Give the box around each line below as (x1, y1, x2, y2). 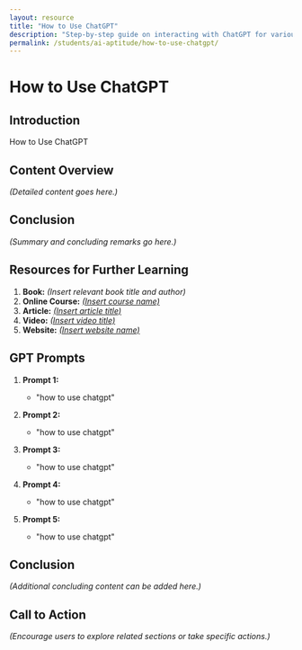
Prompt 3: (22, 444, 61, 455)
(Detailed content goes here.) (9, 186, 119, 198)
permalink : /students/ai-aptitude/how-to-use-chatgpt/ (9, 38, 219, 48)
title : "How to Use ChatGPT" (9, 22, 119, 31)
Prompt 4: (22, 478, 61, 490)
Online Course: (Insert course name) (22, 296, 160, 307)
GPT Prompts (9, 351, 85, 366)
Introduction (9, 112, 81, 128)
